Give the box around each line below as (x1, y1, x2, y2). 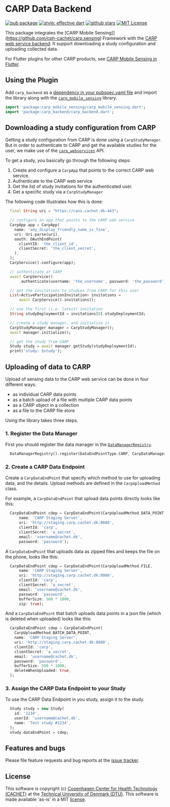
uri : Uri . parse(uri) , (14, 232, 60, 237)
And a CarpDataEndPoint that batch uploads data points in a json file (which (5, 610, 161, 617)
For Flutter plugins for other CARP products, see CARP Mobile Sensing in (5, 55, 157, 61)
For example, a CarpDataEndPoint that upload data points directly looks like (5, 496, 160, 502)
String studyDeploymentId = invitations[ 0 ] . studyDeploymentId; (10, 311, 146, 316)
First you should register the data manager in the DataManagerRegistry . (5, 441, 153, 447)
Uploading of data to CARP (5, 363, 91, 371)
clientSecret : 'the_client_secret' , (18, 246, 96, 251)
